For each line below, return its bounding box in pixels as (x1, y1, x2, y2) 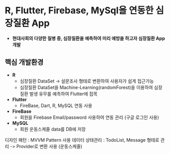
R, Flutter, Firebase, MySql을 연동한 (5, 5, 154, 16)
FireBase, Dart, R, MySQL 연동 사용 (19, 102, 92, 109)
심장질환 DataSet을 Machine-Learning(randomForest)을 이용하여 (19, 84, 153, 90)
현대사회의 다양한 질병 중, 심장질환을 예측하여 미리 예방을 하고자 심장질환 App (12, 35, 165, 41)
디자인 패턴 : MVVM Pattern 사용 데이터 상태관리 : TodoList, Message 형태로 (5, 137, 159, 143)
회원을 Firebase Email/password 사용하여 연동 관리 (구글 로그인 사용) (19, 114, 159, 120)
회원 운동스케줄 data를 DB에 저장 (19, 126, 86, 132)
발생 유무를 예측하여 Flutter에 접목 (29, 90, 98, 97)
